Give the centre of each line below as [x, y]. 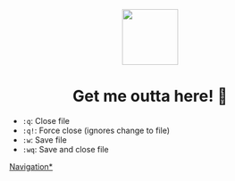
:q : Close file [46, 120]
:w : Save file [44, 140]
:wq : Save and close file [65, 149]
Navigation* [31, 166]
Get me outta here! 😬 [150, 96]
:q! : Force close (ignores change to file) [96, 130]
